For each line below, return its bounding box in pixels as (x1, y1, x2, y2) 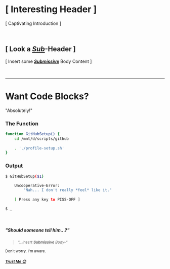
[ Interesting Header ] (5, 4, 97, 15)
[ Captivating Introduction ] (5, 20, 62, 26)
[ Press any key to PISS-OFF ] (14, 197, 80, 202)
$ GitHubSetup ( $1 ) (5, 174, 44, 179)
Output (5, 162, 23, 169)
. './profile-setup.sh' (14, 145, 65, 150)
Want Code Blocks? (5, 90, 90, 102)
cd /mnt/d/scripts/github (14, 136, 69, 141)
